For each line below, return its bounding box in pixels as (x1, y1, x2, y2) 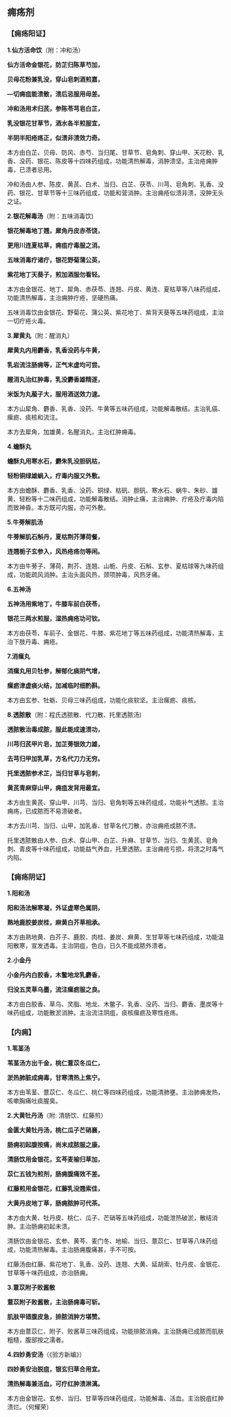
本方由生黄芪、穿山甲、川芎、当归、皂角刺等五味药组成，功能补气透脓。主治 (7, 798, 224, 806)
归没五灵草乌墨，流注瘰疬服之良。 (7, 985, 104, 993)
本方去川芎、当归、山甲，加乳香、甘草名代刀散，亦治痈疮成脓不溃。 (7, 821, 200, 830)
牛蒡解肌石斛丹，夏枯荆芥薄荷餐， (7, 532, 104, 541)
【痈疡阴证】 (7, 872, 50, 882)
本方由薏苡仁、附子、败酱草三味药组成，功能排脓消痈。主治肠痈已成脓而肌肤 (7, 1327, 224, 1336)
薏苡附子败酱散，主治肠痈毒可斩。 (7, 1298, 104, 1306)
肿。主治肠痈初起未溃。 (7, 1222, 74, 1231)
